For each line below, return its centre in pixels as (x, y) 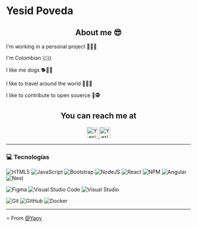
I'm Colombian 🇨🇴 (29, 58)
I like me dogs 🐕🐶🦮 (29, 70)
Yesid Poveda (40, 11)
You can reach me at (98, 116)
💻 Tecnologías (28, 157)
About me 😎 (98, 33)
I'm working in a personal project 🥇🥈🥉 (52, 46)
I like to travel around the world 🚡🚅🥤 (49, 84)
